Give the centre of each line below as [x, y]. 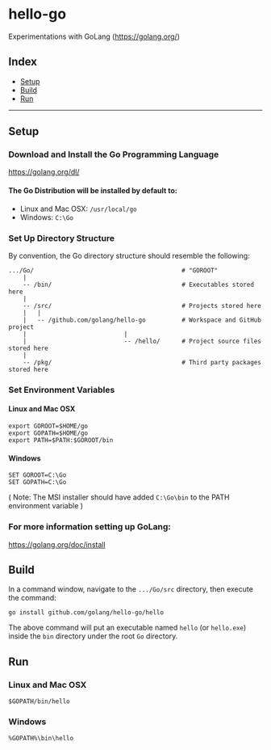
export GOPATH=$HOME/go [48, 433]
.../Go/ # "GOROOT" [113, 270]
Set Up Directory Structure [62, 238]
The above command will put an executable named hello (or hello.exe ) [127, 628]
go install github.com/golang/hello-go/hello [86, 613]
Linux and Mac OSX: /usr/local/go [78, 209]
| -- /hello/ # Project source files [142, 341]
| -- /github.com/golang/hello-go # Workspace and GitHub [142, 320]
